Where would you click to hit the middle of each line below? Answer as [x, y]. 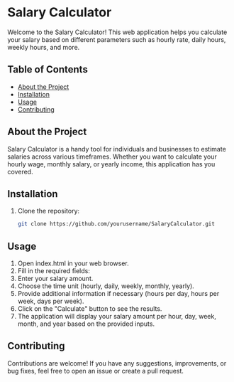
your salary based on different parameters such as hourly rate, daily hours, [117, 39]
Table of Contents [48, 69]
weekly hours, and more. [44, 47]
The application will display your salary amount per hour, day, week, [117, 317]
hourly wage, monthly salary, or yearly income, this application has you [111, 164]
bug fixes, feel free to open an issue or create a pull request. [96, 371]
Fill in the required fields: [54, 271]
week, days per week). [51, 301]
